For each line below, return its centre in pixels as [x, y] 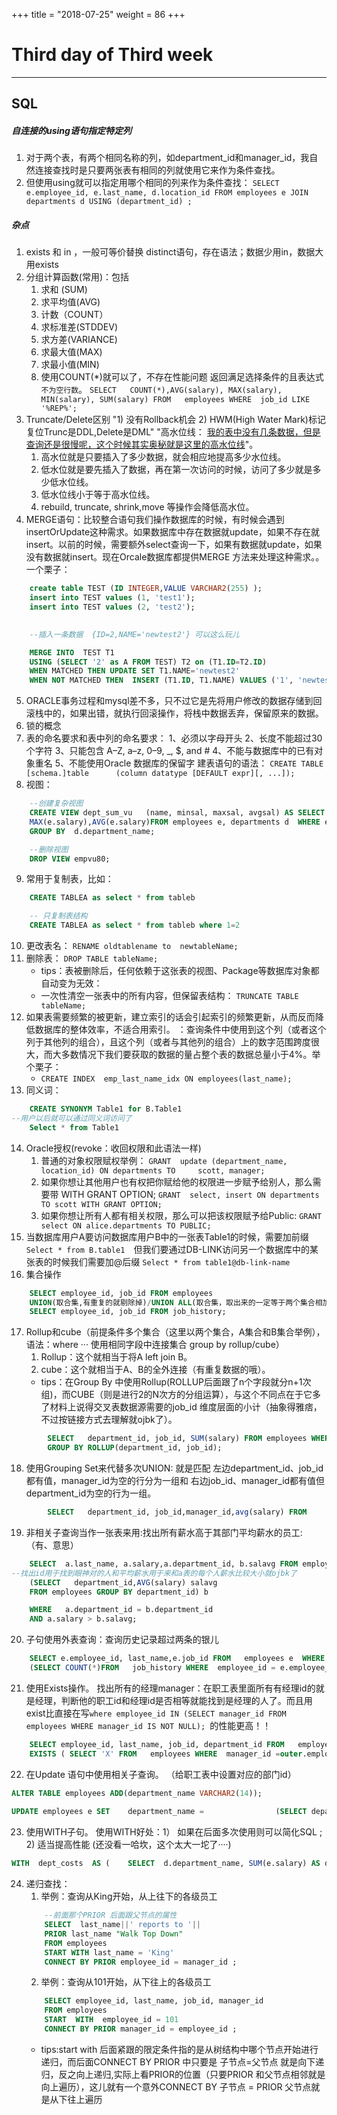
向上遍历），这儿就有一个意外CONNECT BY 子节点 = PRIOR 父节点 [176, 2086]
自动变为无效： [71, 983]
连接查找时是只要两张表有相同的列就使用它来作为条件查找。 [157, 170]
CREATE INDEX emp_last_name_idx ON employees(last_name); [166, 1079]
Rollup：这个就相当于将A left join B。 [116, 1357]
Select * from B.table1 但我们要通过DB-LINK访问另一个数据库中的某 [172, 1249]
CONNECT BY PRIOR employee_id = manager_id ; [141, 1962]
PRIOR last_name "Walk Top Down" [114, 1934]
